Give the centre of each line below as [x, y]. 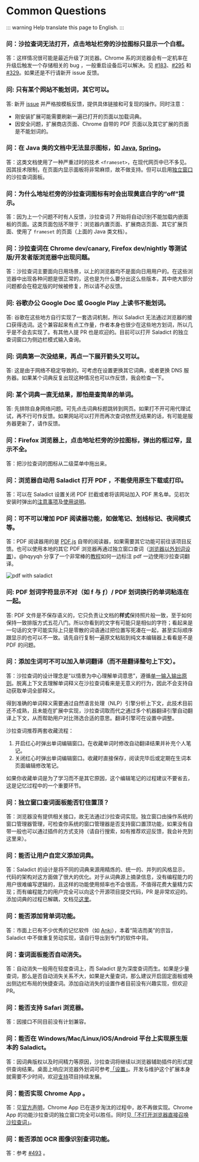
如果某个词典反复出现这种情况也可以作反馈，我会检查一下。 [94, 378]
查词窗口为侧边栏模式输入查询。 [45, 339]
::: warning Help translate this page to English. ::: [65, 27]
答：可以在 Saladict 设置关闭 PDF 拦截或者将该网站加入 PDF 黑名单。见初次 [98, 494]
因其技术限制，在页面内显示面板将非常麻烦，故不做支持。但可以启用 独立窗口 [99, 169]
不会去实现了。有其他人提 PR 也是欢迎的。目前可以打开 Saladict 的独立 [102, 332]
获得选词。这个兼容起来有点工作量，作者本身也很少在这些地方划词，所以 [99, 324]
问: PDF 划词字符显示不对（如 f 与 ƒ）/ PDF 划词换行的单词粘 [92, 592]
